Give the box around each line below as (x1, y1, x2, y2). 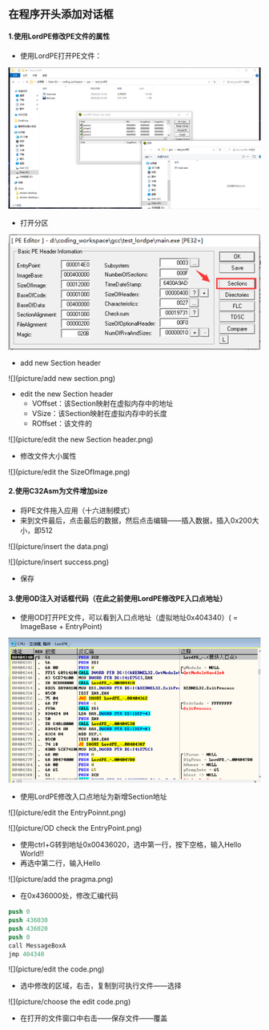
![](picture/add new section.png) (8, 373, 116, 383)
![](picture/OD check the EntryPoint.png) (8, 824, 143, 833)
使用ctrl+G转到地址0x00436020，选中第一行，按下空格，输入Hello (19, 840, 242, 850)
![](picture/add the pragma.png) (8, 875, 114, 884)
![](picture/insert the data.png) (8, 542, 110, 551)
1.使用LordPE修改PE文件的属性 (8, 31, 110, 41)
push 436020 (8, 924, 48, 932)
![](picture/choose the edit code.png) (8, 997, 131, 1007)
